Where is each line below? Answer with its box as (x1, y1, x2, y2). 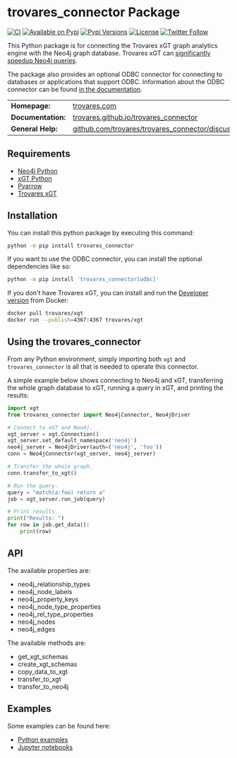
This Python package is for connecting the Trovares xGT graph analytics (7, 41, 218, 49)
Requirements (7, 148, 71, 160)
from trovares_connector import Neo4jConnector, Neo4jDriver (7, 411, 191, 418)
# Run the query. (7, 482, 59, 490)
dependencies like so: (7, 262, 71, 271)
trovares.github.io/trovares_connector (73, 112, 198, 122)
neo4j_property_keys (17, 595, 79, 603)
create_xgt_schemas (17, 660, 78, 668)
